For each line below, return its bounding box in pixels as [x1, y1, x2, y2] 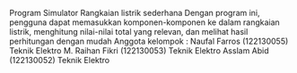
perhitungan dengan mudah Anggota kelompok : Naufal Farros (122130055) [9, 36, 289, 46]
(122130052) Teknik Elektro [9, 55, 110, 65]
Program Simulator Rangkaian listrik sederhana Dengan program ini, [9, 8, 260, 18]
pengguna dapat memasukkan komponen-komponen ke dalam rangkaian [9, 17, 280, 28]
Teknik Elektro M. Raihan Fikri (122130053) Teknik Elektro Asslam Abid [9, 45, 269, 56]
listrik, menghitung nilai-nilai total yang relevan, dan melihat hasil [9, 27, 249, 36]
